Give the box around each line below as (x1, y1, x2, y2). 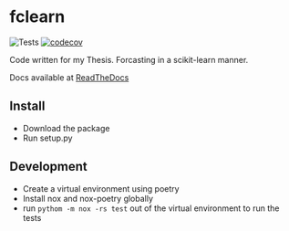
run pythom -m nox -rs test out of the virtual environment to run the (22, 203, 280, 214)
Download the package (22, 122, 110, 133)
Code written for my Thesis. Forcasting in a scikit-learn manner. (9, 54, 249, 65)
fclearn (9, 6, 66, 27)
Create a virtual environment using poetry (22, 183, 180, 194)
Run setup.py (22, 132, 73, 143)
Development (9, 159, 88, 174)
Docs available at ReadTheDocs (9, 71, 129, 83)
